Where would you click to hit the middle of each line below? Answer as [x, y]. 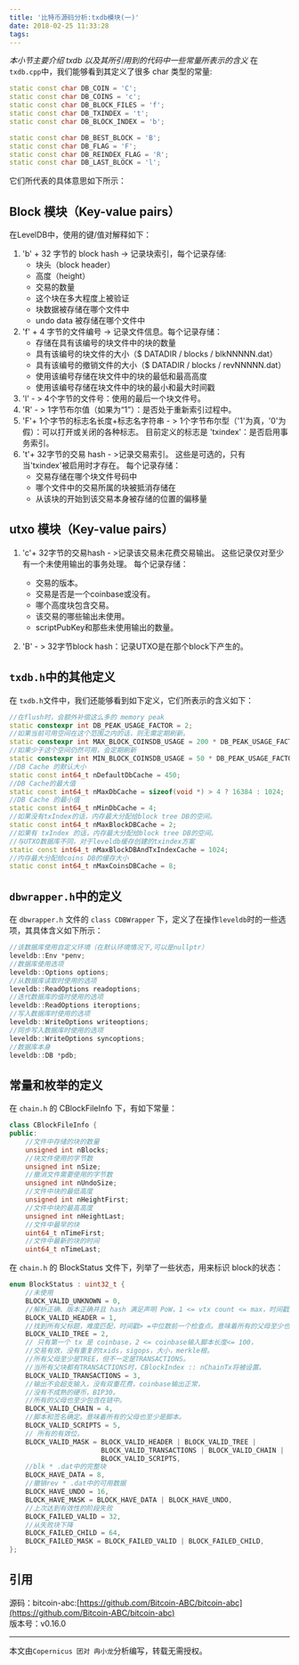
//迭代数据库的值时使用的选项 [57, 997]
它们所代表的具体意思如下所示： [68, 181]
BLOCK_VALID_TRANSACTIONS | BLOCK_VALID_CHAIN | [193, 1450]
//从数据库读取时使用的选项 [53, 980]
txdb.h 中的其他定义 [62, 677]
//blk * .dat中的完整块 [66, 1467]
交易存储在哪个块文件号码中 [86, 477]
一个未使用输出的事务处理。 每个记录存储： [109, 563]
